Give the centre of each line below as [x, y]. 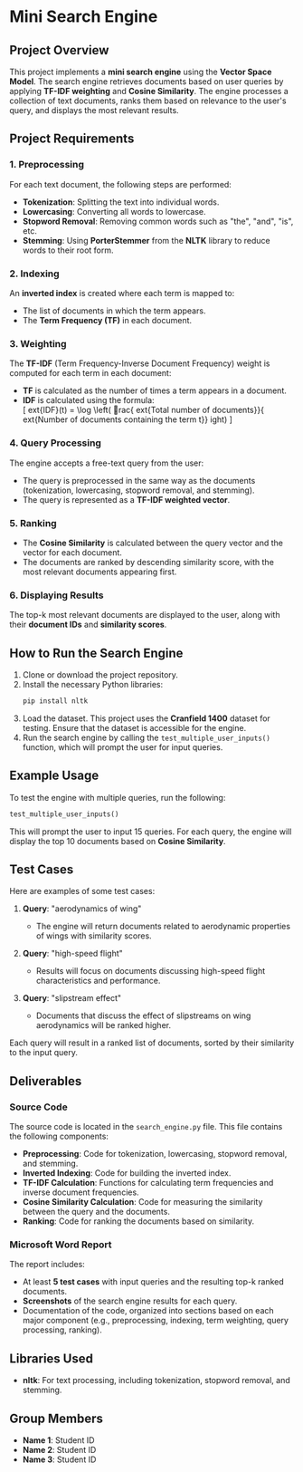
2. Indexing [35, 274]
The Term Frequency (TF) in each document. [107, 320]
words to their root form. [68, 250]
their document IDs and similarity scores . [88, 625]
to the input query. [44, 1053]
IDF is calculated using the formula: [89, 400]
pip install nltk [55, 701]
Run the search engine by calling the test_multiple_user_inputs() [147, 737]
